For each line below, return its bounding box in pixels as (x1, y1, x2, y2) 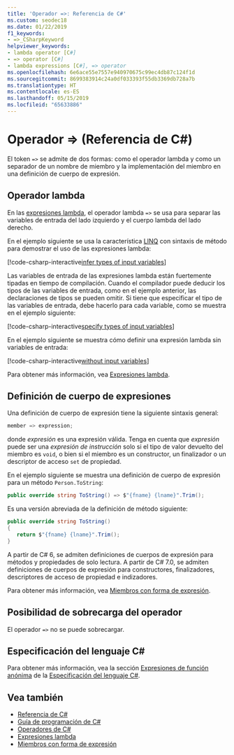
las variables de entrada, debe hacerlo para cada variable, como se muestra (7, 301, 227, 309)
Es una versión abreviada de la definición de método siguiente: (7, 504, 189, 513)
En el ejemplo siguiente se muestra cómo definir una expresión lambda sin (7, 335, 221, 344)
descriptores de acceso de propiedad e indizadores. (7, 572, 158, 581)
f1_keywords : (7, 29, 45, 37)
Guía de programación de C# (17, 718, 101, 726)
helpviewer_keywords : (7, 43, 71, 50)
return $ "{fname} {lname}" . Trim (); (16, 531, 120, 538)
